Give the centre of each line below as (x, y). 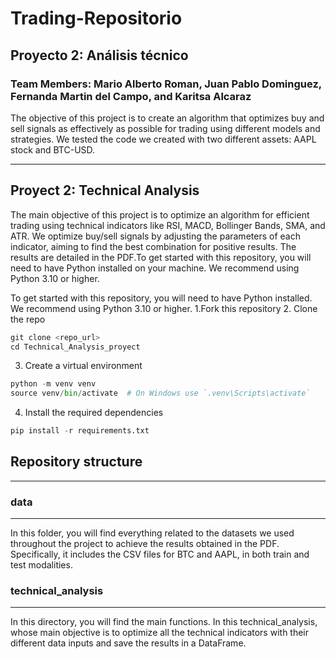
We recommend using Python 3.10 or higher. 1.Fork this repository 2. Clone (164, 308)
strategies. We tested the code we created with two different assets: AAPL (163, 139)
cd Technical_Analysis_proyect (75, 347)
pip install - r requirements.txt (80, 431)
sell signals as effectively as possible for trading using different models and (165, 128)
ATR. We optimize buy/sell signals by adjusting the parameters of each (155, 236)
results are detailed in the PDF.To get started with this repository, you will (161, 257)
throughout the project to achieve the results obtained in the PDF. (145, 544)
